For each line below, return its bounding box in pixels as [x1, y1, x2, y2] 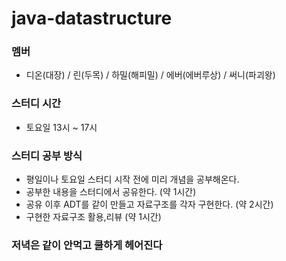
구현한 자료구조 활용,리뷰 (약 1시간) [25, 211, 162, 223]
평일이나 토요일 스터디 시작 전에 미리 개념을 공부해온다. [25, 173, 240, 186]
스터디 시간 [11, 97, 62, 111]
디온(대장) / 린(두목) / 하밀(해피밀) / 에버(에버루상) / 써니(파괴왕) [25, 69, 276, 81]
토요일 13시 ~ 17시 [25, 121, 98, 133]
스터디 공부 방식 [11, 148, 83, 162]
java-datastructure [11, 7, 173, 30]
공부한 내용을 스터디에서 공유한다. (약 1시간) [25, 186, 197, 198]
